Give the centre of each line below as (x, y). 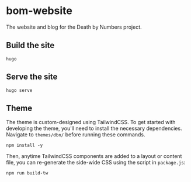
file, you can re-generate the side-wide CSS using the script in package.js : (96, 163)
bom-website (39, 11)
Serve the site (32, 77)
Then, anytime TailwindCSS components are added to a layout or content (94, 156)
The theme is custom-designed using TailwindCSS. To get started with (91, 122)
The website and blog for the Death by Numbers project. (74, 27)
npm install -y (25, 145)
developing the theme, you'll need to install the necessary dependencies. (94, 128)
